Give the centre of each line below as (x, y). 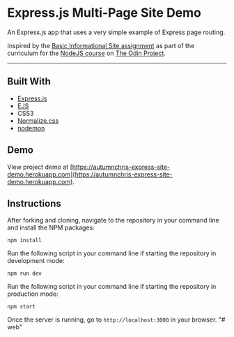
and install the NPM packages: (51, 227)
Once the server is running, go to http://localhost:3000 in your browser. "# (116, 320)
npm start (22, 307)
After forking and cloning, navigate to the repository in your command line (113, 220)
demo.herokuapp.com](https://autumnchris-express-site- (90, 174)
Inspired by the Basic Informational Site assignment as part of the (101, 45)
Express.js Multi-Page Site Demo (104, 13)
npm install (24, 241)
